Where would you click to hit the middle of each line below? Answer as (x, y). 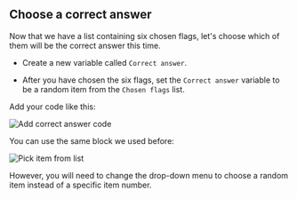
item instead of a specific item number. (80, 185)
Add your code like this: (52, 107)
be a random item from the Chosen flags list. (103, 89)
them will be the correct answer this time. (85, 45)
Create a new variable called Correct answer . (104, 62)
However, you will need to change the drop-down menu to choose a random (149, 175)
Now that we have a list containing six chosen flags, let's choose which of (144, 36)
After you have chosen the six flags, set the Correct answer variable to (151, 80)
